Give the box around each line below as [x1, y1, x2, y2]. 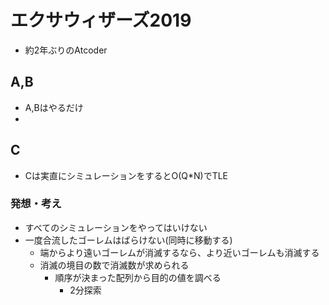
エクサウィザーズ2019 [10, 9, 192, 32]
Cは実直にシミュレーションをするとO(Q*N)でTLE [24, 169, 229, 181]
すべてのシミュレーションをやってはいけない [24, 221, 208, 233]
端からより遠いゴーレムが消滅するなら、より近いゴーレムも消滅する [39, 246, 320, 258]
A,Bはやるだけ [24, 101, 84, 113]
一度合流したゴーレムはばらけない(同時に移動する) [24, 234, 233, 246]
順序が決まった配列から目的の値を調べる [54, 271, 222, 283]
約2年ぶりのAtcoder [24, 44, 108, 56]
